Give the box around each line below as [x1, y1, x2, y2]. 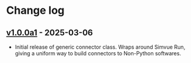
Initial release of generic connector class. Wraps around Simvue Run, [14, 43, 186, 50]
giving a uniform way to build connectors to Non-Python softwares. [14, 50, 181, 57]
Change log [6, 4, 65, 17]
